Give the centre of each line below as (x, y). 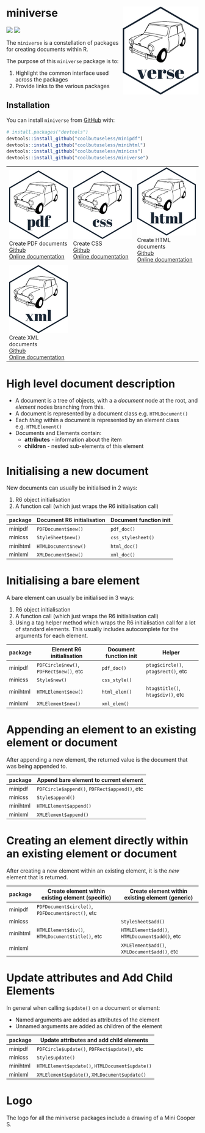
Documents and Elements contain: (58, 433)
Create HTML (154, 240)
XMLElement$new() (59, 704)
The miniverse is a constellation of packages (63, 42)
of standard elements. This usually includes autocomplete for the (97, 629)
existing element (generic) (159, 897)
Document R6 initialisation (71, 520)
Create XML (24, 338)
